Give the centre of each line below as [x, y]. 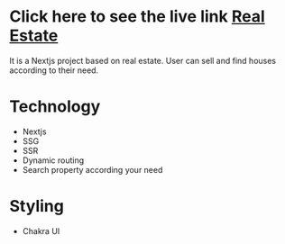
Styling [37, 207]
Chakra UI [41, 230]
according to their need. [54, 70]
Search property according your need [92, 169]
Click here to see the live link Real [137, 17]
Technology [55, 107]
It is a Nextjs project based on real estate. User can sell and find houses [143, 60]
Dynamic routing [53, 160]
